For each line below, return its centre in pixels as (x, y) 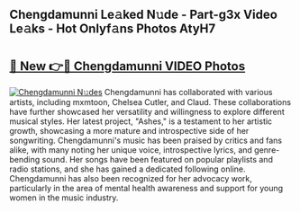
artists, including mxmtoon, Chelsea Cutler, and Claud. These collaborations (150, 102)
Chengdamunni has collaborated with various (188, 92)
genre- (267, 150)
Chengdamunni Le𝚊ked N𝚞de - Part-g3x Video (143, 15)
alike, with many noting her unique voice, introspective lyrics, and (131, 150)
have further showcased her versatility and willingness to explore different (147, 112)
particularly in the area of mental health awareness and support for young (146, 188)
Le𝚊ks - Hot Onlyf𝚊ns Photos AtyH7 (113, 29)
